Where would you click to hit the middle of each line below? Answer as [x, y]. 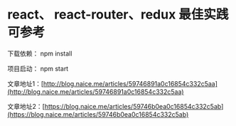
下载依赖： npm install [40, 53]
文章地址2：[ [26, 106]
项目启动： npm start [38, 68]
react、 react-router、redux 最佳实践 [118, 15]
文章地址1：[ [26, 83]
